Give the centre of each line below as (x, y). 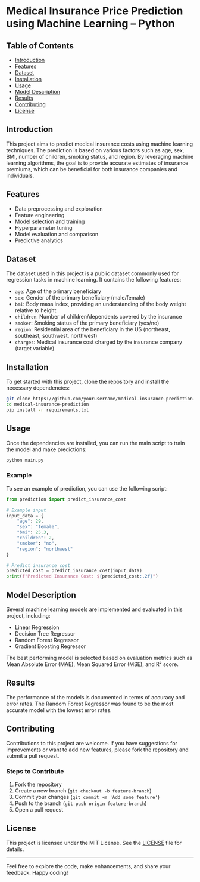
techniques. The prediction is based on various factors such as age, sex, (95, 150)
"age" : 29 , (30, 521)
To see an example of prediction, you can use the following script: (87, 488)
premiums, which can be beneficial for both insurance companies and (92, 169)
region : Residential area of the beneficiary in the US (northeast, (93, 329)
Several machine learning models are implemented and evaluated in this (94, 609)
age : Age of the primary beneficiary (58, 291)
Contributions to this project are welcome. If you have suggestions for (92, 743)
